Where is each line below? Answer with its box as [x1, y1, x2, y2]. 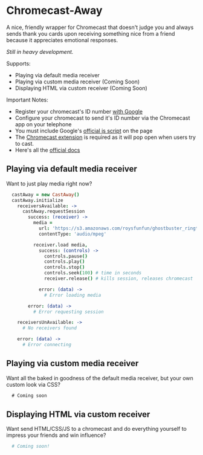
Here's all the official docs [14, 146, 80, 153]
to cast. [14, 140, 34, 147]
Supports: [6, 60, 31, 67]
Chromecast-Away [6, 4, 103, 18]
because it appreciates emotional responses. [6, 36, 118, 44]
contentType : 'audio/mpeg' [38, 231, 107, 237]
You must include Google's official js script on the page [14, 127, 153, 134]
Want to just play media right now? [6, 179, 92, 187]
